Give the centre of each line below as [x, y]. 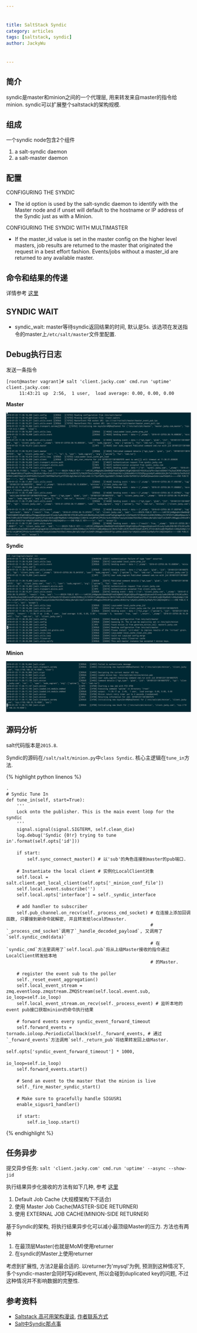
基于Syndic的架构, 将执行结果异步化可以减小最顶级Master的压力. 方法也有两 [98, 1227]
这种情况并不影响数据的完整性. [43, 1281]
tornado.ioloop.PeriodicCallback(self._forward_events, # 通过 [84, 1034]
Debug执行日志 [34, 355]
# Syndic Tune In [27, 794]
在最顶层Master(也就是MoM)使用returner [64, 1247]
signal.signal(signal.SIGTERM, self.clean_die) [76, 829]
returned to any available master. [54, 258]
